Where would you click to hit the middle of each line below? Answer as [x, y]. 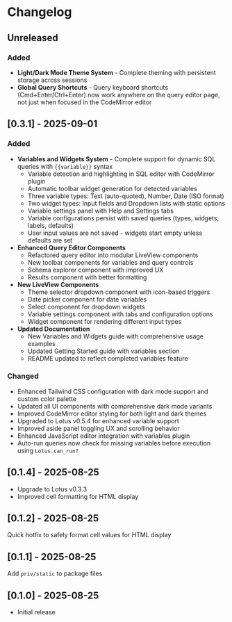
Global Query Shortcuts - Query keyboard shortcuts [93, 87]
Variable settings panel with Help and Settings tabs [100, 211]
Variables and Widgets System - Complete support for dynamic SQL [116, 159]
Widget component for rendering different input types [105, 321]
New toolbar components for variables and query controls [110, 262]
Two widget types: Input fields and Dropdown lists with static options [126, 203]
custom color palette [47, 399]
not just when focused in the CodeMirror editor [84, 102]
